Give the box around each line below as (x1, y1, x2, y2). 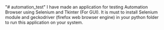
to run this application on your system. (5, 19, 83, 25)
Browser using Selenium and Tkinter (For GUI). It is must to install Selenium (5, 9, 158, 15)
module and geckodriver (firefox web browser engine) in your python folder (5, 15, 159, 20)
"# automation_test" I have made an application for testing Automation (5, 4, 148, 10)
